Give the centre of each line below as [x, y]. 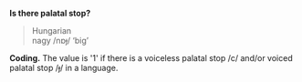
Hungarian [52, 31]
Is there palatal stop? [50, 13]
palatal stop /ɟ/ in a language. [64, 68]
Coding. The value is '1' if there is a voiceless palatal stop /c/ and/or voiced [151, 58]
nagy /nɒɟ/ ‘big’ [60, 41]
